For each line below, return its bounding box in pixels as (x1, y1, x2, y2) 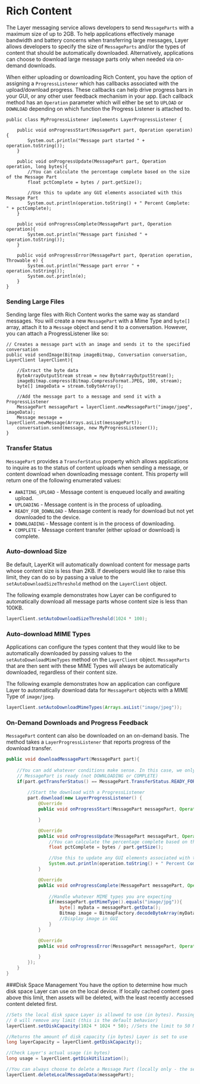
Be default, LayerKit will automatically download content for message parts (6, 560, 190, 568)
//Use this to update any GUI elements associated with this (27, 190, 183, 196)
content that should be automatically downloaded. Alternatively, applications (6, 49, 194, 56)
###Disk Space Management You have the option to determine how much (6, 981, 187, 988)
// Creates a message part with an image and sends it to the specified (6, 342, 190, 348)
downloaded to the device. (14, 513, 80, 521)
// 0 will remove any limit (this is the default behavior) (6, 1017, 159, 1023)
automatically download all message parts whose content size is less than (6, 597, 187, 605)
